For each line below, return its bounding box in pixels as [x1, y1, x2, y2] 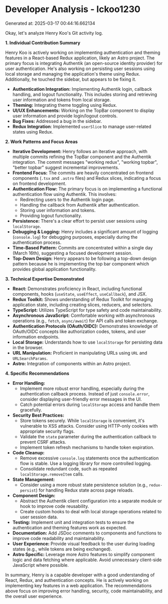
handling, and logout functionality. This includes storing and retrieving [12, 91, 157, 97]
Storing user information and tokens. [20, 207, 96, 213]
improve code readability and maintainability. [12, 535, 105, 541]
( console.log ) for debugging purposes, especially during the [12, 234, 138, 240]
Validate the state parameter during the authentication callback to [20, 433, 156, 439]
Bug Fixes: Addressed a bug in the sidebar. [12, 118, 102, 124]
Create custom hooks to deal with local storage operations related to [20, 508, 162, 514]
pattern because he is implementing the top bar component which [12, 260, 149, 266]
